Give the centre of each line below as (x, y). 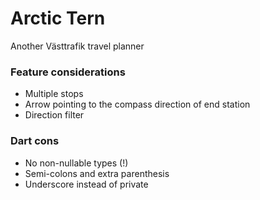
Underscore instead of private (86, 184)
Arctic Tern (58, 18)
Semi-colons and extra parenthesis (97, 173)
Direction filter (54, 115)
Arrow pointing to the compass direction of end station (137, 104)
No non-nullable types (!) (76, 163)
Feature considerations (68, 72)
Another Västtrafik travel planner (77, 46)
